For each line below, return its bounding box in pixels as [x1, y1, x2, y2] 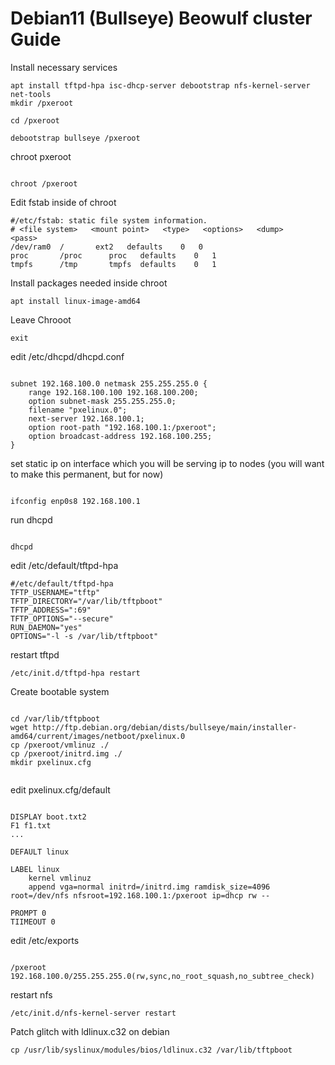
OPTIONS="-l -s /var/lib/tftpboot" [10, 631, 159, 641]
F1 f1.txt [10, 820, 52, 831]
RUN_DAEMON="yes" [10, 622, 83, 632]
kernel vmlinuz [28, 873, 92, 883]
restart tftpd [10, 648, 60, 661]
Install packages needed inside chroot [10, 277, 168, 289]
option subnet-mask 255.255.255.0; [28, 396, 177, 406]
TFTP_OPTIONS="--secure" [10, 613, 114, 624]
